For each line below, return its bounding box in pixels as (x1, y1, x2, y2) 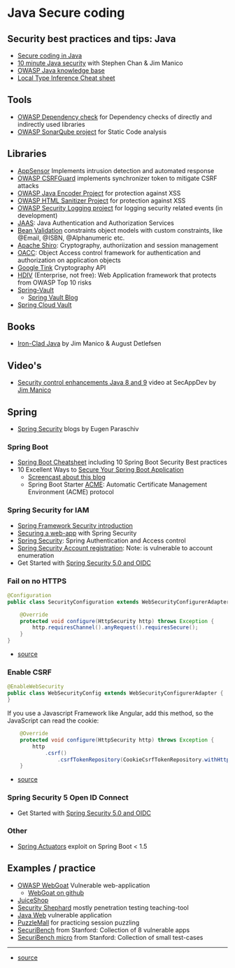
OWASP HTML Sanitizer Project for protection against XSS (17, 196, 186, 205)
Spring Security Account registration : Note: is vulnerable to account (17, 543, 213, 552)
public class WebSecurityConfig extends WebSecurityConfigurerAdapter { (7, 690, 224, 697)
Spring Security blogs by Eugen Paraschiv (17, 425, 139, 433)
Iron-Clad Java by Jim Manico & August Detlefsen (17, 339, 162, 348)
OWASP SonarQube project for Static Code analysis (17, 128, 167, 136)
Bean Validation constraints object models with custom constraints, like (17, 226, 223, 234)
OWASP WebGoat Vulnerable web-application (17, 881, 150, 889)
